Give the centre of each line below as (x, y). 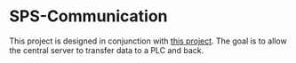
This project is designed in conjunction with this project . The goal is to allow (148, 41)
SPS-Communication (88, 16)
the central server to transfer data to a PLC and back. (107, 50)
